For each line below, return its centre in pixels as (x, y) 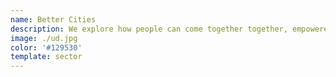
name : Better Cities (53, 19)
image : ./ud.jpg (44, 38)
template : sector (46, 57)
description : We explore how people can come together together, (149, 29)
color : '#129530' (46, 47)
